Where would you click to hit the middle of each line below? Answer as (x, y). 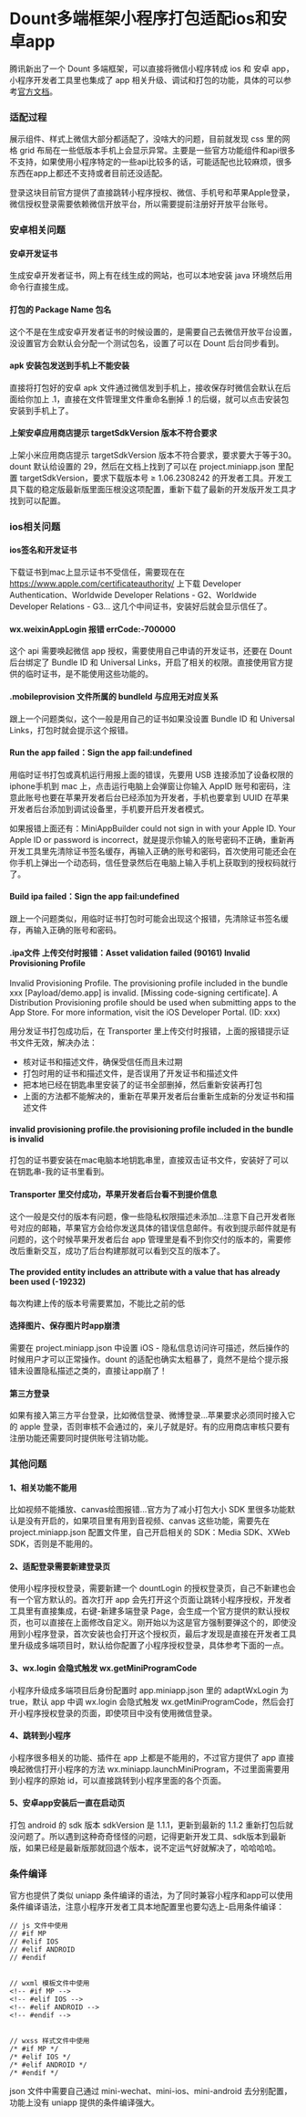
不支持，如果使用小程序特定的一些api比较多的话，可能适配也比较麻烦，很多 (151, 162)
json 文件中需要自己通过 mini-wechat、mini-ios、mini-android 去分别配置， (151, 2091)
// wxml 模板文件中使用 (50, 1984)
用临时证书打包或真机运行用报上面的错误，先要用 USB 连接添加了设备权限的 (152, 774)
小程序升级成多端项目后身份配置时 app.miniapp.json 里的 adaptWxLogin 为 (149, 1690)
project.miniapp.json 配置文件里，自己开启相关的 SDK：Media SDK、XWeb (150, 1532)
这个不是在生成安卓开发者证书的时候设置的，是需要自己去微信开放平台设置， (153, 332)
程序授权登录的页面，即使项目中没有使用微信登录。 (121, 1712)
